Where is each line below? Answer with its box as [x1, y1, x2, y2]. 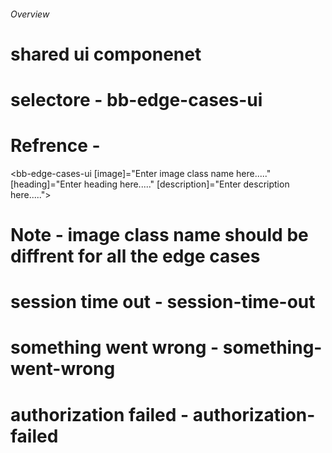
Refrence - [10, 135, 101, 157]
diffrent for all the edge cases [10, 245, 261, 268]
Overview [10, 8, 50, 20]
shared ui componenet [10, 43, 202, 65]
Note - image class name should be [10, 224, 309, 247]
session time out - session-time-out [10, 291, 316, 314]
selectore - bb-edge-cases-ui [10, 88, 263, 111]
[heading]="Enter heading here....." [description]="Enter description [10, 178, 290, 190]
